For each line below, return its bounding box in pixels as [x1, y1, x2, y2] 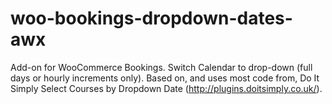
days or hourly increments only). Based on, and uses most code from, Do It [10, 72, 320, 84]
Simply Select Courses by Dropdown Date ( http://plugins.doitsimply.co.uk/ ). [10, 82, 323, 94]
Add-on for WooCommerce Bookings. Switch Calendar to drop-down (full [10, 61, 313, 73]
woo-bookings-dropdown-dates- [10, 7, 293, 30]
